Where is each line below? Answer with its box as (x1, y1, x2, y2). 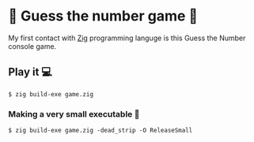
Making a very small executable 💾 (8, 108, 140, 119)
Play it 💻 (8, 65, 53, 79)
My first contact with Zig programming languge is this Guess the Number (8, 33, 246, 43)
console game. (8, 41, 57, 50)
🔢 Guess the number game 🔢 (8, 7, 199, 25)
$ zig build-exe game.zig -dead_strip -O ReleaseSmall (8, 126, 193, 135)
